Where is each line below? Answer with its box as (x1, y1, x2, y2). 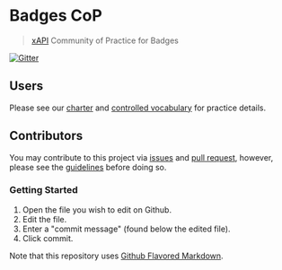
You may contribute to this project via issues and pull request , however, (9, 152, 274, 162)
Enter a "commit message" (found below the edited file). (22, 223, 231, 234)
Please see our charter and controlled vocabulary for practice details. (9, 102, 267, 113)
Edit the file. (22, 213, 67, 224)
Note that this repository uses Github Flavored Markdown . (9, 250, 224, 261)
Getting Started (9, 184, 78, 196)
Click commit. (22, 232, 74, 243)
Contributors (9, 128, 84, 144)
